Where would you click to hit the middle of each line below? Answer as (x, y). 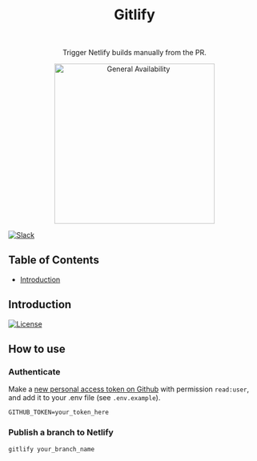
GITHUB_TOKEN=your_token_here (59, 413)
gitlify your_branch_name (51, 449)
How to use (37, 349)
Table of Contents (54, 261)
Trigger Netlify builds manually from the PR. (135, 52)
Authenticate (34, 371)
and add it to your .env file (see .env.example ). (84, 398)
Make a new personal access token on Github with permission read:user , (129, 389)
